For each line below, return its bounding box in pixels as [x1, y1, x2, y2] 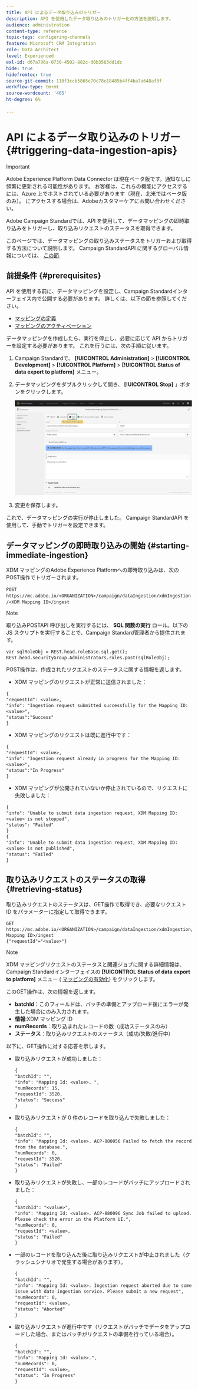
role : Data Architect [6, 47, 60, 53]
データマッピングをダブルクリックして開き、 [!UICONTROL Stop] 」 [14, 381, 180, 388]
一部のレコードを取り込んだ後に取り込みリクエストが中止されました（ [14, 1251, 186, 1258]
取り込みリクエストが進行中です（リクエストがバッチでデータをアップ [14, 1323, 186, 1330]
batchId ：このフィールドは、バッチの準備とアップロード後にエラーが [14, 1001, 184, 1008]
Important [6, 163, 30, 170]
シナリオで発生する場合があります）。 [35, 1258, 126, 1265]
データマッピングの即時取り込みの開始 [6, 540, 146, 550]
